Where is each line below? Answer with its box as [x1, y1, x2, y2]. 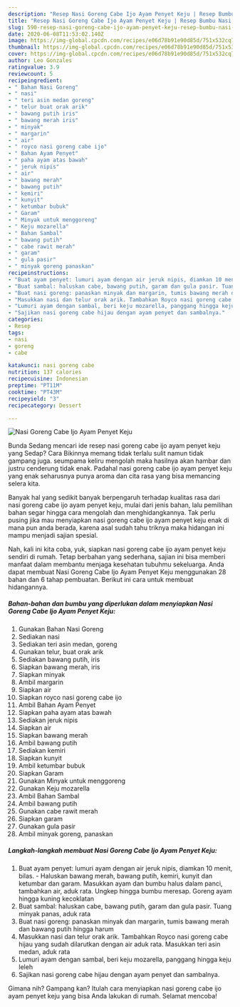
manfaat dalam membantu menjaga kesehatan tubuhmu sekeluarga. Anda [8, 560, 224, 568]
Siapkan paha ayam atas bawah [18, 708, 113, 717]
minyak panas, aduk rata [18, 910, 91, 918]
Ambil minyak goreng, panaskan [18, 830, 113, 838]
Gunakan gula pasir [18, 822, 76, 831]
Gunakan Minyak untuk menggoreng [18, 776, 126, 786]
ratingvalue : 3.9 [8, 64, 60, 71]
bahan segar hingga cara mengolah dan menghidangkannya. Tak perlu [8, 508, 216, 517]
